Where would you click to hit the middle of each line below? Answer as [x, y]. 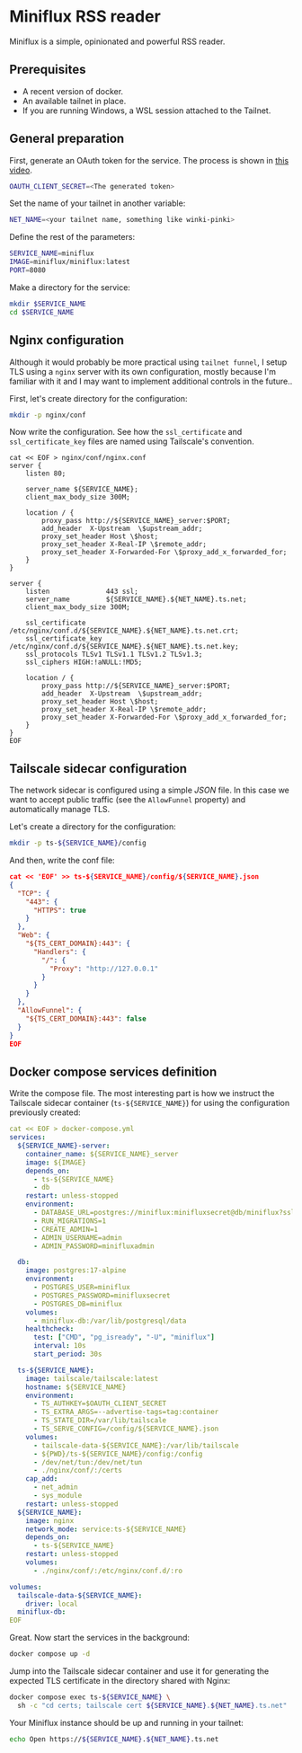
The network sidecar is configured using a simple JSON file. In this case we [150, 790]
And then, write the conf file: [62, 861]
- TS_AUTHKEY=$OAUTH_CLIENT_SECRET [100, 1403]
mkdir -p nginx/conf [48, 415]
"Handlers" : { [60, 952]
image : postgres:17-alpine [76, 1270]
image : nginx [50, 1520]
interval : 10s [60, 1346]
